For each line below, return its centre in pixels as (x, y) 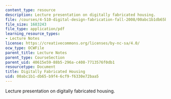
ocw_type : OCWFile (25, 48)
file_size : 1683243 (26, 24)
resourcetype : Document (31, 67)
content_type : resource (31, 10)
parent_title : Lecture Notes (36, 53)
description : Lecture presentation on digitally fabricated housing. (81, 15)
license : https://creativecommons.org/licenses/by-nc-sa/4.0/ (73, 43)
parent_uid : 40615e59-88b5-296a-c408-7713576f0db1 (60, 62)
